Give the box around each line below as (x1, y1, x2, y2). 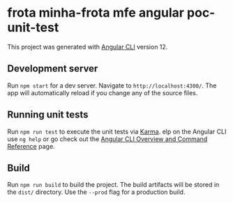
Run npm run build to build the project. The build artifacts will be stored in (7, 181, 220, 189)
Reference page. (7, 142, 55, 150)
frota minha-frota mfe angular (7, 5, 185, 21)
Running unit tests (7, 109, 89, 121)
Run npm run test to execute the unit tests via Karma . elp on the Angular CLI (7, 127, 227, 136)
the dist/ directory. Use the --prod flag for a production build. (7, 188, 186, 196)
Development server (7, 63, 98, 74)
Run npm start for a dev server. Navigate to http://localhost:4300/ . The (7, 81, 217, 90)
